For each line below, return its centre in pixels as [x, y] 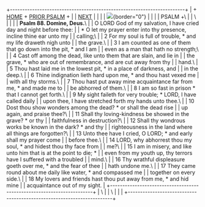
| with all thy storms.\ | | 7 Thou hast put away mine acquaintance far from [99, 82]
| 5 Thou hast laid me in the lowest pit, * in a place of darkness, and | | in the [102, 68]
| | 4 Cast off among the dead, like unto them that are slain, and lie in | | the [101, 56]
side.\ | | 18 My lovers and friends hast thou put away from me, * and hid [98, 179]
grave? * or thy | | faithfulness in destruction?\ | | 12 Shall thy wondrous [96, 120]
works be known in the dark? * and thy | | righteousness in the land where [99, 127]
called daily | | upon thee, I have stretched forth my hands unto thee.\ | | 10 [100, 101]
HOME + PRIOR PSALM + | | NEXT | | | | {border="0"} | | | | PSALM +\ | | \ [101, 16]
